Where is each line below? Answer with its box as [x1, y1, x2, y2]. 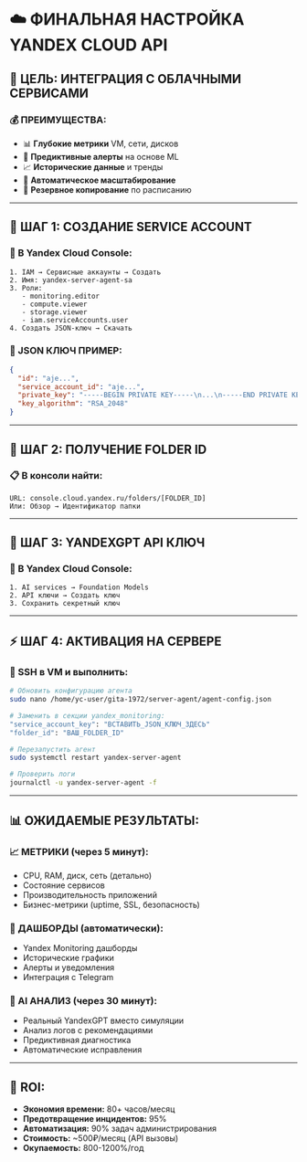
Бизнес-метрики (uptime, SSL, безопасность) [22, 899, 201, 910]
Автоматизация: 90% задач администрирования [22, 1123, 217, 1135]
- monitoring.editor [21, 291, 101, 301]
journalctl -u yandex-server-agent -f [9, 778, 157, 787]
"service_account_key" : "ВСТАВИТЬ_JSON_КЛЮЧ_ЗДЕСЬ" [9, 720, 210, 729]
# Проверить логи [9, 770, 76, 779]
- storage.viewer [21, 307, 89, 317]
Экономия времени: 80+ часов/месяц [22, 1104, 175, 1114]
